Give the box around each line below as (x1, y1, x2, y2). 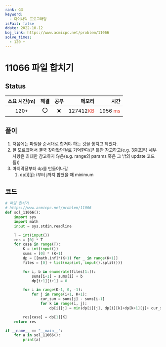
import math (14, 219, 39, 224)
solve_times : (5, 35, 32, 40)
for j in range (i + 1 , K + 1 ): (31, 292, 87, 297)
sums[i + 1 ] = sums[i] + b (31, 274, 83, 279)
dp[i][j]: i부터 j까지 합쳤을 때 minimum (19, 172, 94, 177)
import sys (14, 215, 37, 219)
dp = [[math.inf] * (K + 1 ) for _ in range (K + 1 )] (23, 256, 119, 260)
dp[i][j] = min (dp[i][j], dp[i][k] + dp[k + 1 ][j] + (49, 305, 149, 310)
